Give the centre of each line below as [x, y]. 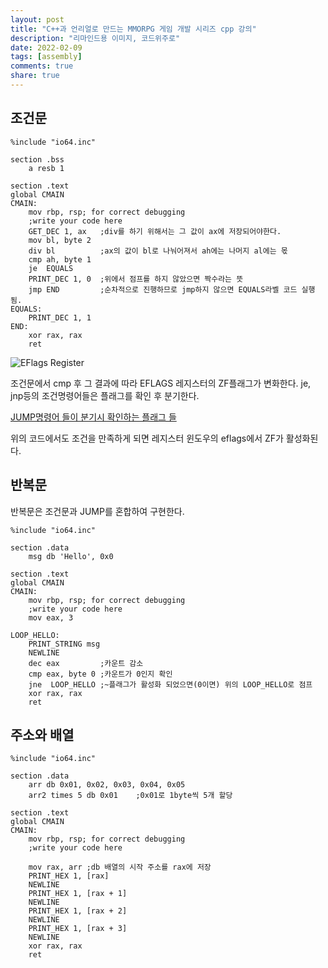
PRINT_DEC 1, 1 [60, 317]
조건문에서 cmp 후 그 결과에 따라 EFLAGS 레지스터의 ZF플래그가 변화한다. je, [161, 383]
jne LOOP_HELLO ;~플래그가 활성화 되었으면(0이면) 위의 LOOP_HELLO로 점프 [170, 684]
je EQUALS [51, 268]
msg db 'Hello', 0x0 [71, 556]
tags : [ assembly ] [46, 57]
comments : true [42, 66]
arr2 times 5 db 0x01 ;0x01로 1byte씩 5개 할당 [130, 796]
